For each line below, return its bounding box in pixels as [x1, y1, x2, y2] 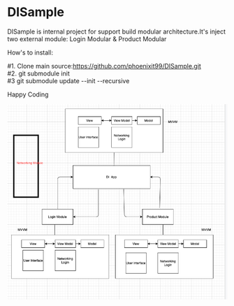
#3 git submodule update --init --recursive [7, 76, 130, 85]
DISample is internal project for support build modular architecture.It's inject [7, 27, 226, 36]
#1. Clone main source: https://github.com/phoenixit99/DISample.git [7, 61, 201, 70]
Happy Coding [7, 90, 49, 99]
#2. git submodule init [7, 69, 70, 78]
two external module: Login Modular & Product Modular [7, 34, 167, 43]
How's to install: [7, 48, 54, 57]
